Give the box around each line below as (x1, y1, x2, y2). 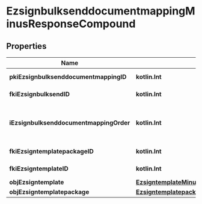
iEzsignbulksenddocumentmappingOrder (9, 119, 130, 127)
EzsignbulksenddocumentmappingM (6, 4, 195, 18)
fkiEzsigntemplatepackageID (9, 147, 94, 155)
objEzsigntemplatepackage (9, 188, 90, 196)
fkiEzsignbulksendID (9, 90, 70, 98)
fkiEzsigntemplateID (9, 164, 69, 173)
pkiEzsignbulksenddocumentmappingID (9, 73, 127, 81)
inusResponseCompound (6, 17, 136, 31)
